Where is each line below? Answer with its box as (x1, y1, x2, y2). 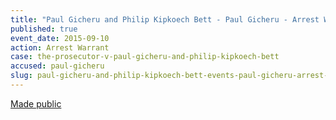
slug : (10, 71, 33, 81)
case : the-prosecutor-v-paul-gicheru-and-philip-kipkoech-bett (10, 52, 280, 62)
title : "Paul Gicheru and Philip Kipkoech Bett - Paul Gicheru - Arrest (10, 14, 320, 25)
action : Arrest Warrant (10, 42, 110, 53)
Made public (10, 97, 62, 110)
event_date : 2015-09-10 (10, 33, 110, 43)
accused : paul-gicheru (10, 61, 105, 71)
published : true (10, 24, 78, 34)
